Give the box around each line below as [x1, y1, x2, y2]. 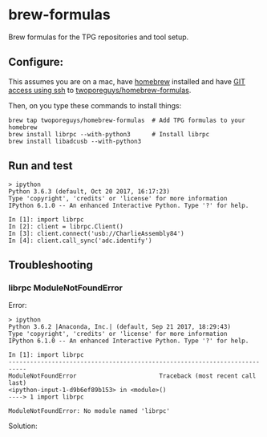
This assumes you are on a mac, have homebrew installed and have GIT [8, 76, 246, 86]
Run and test [8, 159, 73, 173]
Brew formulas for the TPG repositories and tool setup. [8, 32, 189, 42]
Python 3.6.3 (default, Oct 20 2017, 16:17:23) [8, 187, 171, 196]
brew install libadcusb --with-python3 [8, 137, 142, 145]
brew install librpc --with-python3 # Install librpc [8, 130, 210, 138]
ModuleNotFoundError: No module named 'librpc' [8, 407, 171, 415]
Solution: [8, 421, 38, 431]
